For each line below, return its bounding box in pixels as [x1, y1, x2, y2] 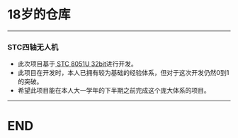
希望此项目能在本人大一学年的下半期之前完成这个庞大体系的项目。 [17, 86, 210, 95]
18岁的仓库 [7, 6, 71, 23]
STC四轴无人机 [7, 42, 59, 52]
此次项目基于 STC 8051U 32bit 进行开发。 [17, 59, 138, 68]
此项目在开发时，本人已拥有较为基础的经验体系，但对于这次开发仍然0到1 [17, 69, 229, 77]
